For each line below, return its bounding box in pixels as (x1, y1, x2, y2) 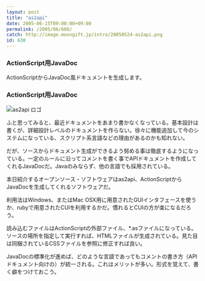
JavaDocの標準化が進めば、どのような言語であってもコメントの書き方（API (6, 252, 198, 260)
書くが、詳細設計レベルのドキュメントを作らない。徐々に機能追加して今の (6, 126, 194, 133)
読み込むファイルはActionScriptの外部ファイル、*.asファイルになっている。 (6, 224, 197, 231)
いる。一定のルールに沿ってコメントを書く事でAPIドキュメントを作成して (11, 154, 197, 162)
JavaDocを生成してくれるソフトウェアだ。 (6, 183, 114, 190)
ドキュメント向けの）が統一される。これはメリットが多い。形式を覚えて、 (6, 260, 194, 268)
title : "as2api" (6, 15, 48, 21)
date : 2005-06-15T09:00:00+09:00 (6, 20, 92, 26)
